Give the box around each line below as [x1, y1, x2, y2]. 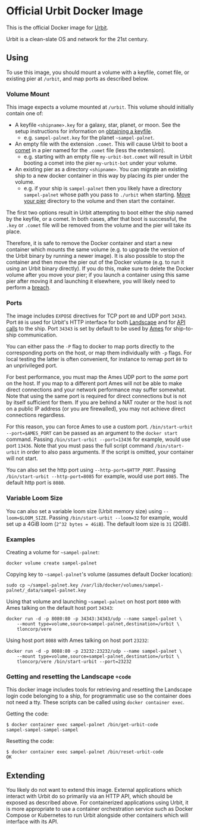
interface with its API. [6, 818, 58, 825]
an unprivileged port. [6, 362, 58, 369]
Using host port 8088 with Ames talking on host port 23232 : [6, 637, 149, 644]
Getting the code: [6, 710, 49, 717]
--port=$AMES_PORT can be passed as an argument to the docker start [6, 430, 178, 437]
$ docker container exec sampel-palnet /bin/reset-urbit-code [6, 749, 164, 755]
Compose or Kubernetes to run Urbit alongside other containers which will [6, 812, 189, 819]
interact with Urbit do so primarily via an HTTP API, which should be [6, 792, 173, 800]
